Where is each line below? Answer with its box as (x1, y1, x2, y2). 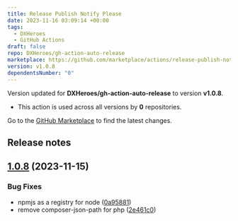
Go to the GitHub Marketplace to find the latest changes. (7, 116, 172, 124)
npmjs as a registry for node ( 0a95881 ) (17, 198, 132, 206)
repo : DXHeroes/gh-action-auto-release (7, 50, 125, 57)
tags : (7, 23, 23, 30)
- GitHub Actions (13, 37, 65, 44)
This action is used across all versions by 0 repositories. (17, 102, 182, 111)
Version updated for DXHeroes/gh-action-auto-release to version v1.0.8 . (7, 89, 224, 97)
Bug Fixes (7, 181, 42, 191)
